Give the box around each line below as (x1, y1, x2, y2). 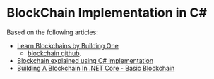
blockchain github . (27, 49, 82, 57)
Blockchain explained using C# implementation (16, 56, 154, 64)
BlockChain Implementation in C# (6, 5, 208, 21)
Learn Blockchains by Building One (16, 41, 119, 50)
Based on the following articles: (6, 28, 98, 36)
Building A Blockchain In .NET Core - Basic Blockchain (16, 64, 175, 72)
